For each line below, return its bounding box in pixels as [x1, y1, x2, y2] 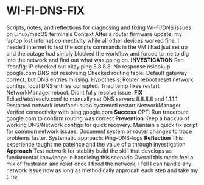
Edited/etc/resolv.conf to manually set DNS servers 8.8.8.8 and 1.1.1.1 [6, 95, 178, 103]
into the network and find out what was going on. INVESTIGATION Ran [6, 56, 185, 63]
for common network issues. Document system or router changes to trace [6, 128, 192, 135]
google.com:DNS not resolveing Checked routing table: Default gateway [6, 69, 188, 76]
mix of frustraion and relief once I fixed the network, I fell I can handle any [6, 160, 192, 167]
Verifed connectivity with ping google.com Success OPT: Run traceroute [6, 108, 189, 115]
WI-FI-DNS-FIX [6, 4, 85, 18]
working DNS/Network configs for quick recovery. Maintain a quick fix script [6, 121, 198, 128]
